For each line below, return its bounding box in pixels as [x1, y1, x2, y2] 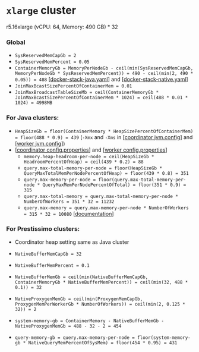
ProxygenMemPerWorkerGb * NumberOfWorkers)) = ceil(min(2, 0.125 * [14, 301, 185, 307]
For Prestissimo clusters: [6, 225, 80, 233]
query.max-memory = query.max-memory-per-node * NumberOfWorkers [23, 205, 189, 211]
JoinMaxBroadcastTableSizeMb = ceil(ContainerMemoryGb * [14, 90, 159, 96]
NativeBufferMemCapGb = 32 [14, 251, 82, 257]
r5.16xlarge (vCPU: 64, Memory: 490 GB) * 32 [6, 23, 118, 30]
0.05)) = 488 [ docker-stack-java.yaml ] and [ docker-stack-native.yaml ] [14, 76, 188, 83]
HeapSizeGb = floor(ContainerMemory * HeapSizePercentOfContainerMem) [14, 128, 194, 134]
